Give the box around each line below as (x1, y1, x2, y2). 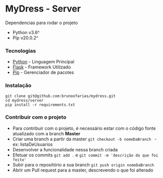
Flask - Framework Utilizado (12, 64, 71, 70)
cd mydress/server (5, 98, 44, 103)
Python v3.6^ (12, 29, 40, 35)
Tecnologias (5, 47, 36, 54)
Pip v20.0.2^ (12, 35, 39, 41)
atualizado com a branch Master (12, 130, 80, 136)
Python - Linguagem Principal (12, 59, 74, 65)
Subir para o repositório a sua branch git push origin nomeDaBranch (12, 161, 154, 167)
